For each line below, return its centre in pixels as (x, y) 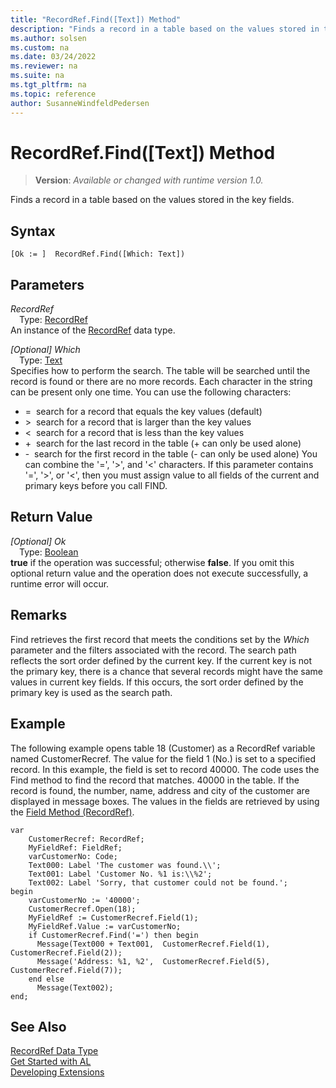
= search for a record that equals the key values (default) (143, 412)
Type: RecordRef (53, 320)
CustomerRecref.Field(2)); (66, 952)
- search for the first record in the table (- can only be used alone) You (171, 454)
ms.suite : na (37, 76)
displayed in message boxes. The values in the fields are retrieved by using (165, 801)
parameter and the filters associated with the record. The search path (153, 650)
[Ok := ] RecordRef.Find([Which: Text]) (98, 254)
